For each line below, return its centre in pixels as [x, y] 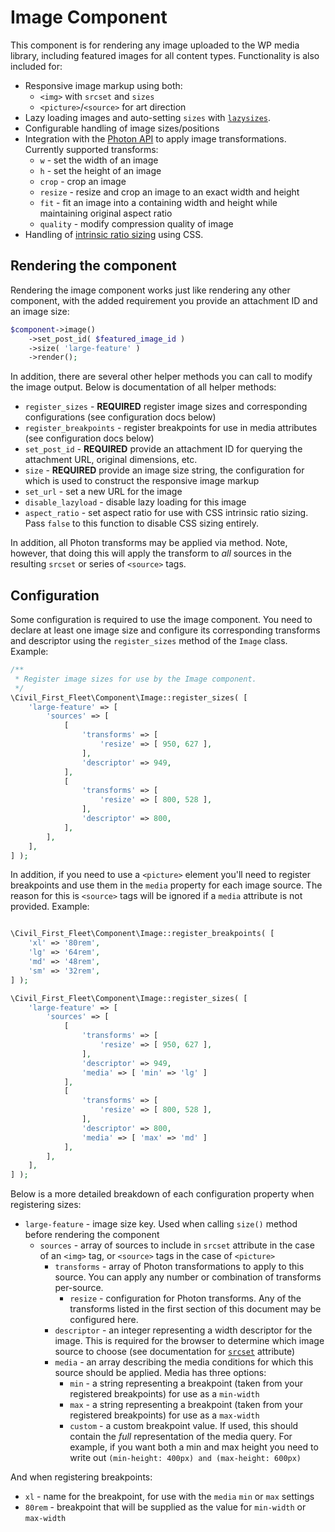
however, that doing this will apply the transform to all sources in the [151, 553]
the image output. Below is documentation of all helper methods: [143, 387]
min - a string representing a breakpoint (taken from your [186, 1383]
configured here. [104, 1320]
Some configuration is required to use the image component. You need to [161, 620]
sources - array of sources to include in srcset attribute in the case [177, 1245]
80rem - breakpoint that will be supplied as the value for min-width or [165, 1507]
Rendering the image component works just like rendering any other [150, 290]
